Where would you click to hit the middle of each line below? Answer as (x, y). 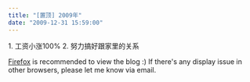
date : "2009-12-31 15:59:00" (56, 23)
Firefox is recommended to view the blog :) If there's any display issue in (125, 61)
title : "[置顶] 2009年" (45, 15)
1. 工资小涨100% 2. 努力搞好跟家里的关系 (74, 46)
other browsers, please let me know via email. (82, 70)
